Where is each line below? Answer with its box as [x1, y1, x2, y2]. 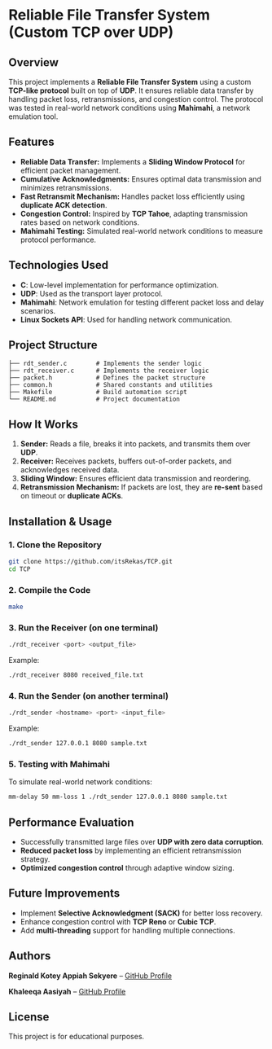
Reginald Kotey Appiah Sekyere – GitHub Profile [8, 971, 173, 981]
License [8, 1010, 50, 1024]
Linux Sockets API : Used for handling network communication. [20, 314, 232, 324]
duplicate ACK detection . [20, 200, 107, 209]
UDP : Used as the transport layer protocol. [20, 288, 163, 298]
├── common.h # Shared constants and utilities [8, 381, 213, 389]
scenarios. [20, 305, 56, 315]
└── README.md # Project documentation [8, 395, 181, 404]
